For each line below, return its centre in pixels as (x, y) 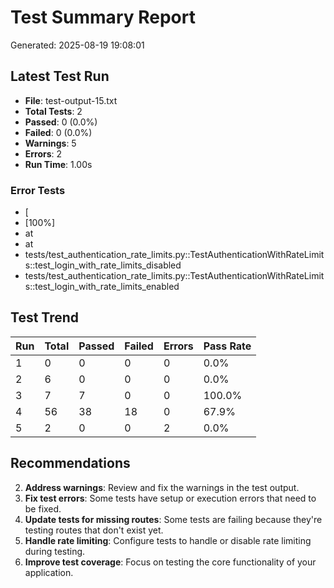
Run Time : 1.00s (58, 164)
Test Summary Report (103, 17)
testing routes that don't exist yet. (94, 530)
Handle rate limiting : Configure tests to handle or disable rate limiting (168, 540)
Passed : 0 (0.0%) (61, 122)
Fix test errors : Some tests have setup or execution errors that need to (170, 498)
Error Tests (38, 190)
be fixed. (43, 508)
